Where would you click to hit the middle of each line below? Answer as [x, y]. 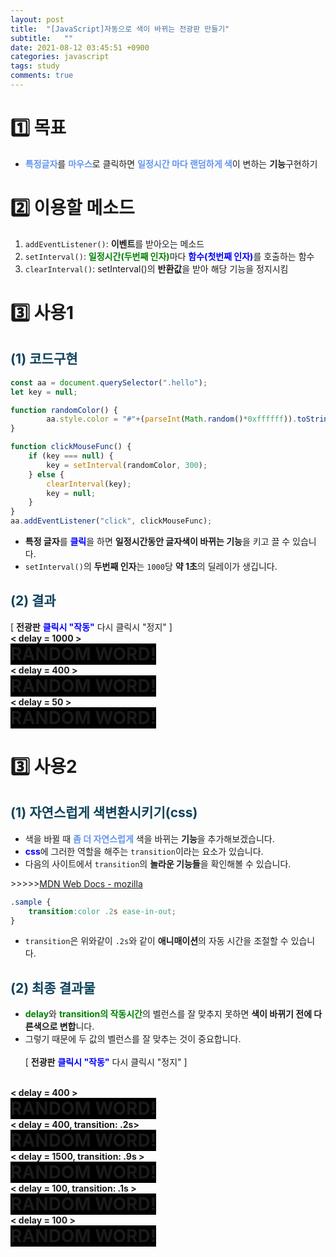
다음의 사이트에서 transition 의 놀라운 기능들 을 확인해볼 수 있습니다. [158, 863]
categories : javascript [60, 57]
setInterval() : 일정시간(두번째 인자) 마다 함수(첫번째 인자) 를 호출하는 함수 [169, 256]
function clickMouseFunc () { [71, 447]
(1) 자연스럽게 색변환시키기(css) [104, 812]
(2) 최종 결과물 [53, 987]
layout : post [37, 19]
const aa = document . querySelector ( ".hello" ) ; [109, 382]
